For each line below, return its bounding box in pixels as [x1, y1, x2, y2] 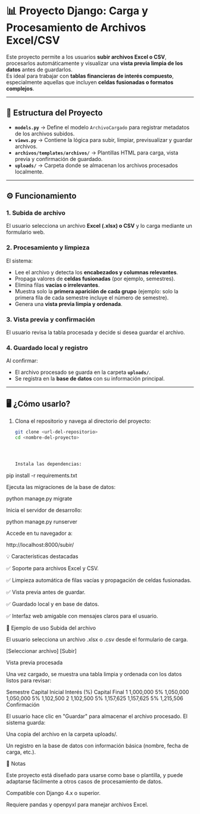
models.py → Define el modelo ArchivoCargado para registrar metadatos [14, 123, 190, 131]
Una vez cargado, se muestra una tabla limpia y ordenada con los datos [6, 670, 182, 677]
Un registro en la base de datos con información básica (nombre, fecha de [6, 742, 189, 749]
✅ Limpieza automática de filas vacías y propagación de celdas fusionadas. [6, 576, 192, 584]
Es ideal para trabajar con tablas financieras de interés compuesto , [6, 72, 174, 79]
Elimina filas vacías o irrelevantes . [14, 281, 100, 289]
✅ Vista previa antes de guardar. [6, 588, 86, 596]
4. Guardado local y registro [6, 343, 88, 352]
